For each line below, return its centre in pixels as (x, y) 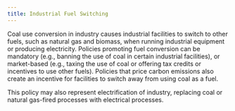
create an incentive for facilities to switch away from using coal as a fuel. (113, 79)
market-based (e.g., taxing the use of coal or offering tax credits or (104, 63)
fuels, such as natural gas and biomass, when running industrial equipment (116, 41)
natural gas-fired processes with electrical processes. (85, 100)
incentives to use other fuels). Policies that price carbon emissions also (111, 71)
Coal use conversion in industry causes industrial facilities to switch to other (118, 34)
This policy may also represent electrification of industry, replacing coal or (115, 92)
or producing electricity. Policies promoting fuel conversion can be (104, 48)
